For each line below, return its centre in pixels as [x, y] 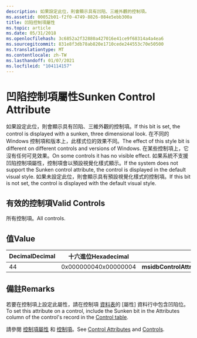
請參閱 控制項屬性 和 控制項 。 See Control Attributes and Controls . [85, 329]
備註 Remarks [30, 289]
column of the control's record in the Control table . [67, 317]
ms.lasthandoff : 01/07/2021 [40, 60]
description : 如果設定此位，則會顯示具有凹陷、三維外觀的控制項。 [78, 11]
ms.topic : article [28, 28]
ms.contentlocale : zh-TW [36, 55]
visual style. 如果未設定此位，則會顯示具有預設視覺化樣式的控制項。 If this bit [98, 177]
